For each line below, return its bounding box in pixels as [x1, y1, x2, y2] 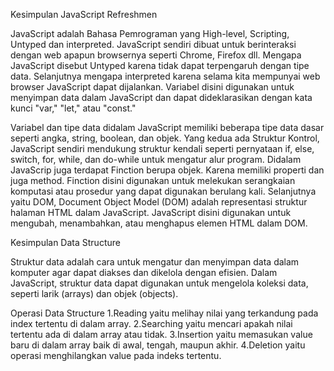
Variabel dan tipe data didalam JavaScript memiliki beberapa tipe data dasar [10, 122, 325, 133]
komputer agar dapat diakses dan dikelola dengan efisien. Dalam [10, 267, 278, 278]
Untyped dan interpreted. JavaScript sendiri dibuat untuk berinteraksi [10, 39, 297, 50]
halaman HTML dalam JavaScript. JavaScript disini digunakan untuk [10, 207, 292, 218]
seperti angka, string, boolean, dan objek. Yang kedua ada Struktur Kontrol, [10, 132, 320, 144]
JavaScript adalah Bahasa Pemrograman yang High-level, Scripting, [10, 28, 290, 39]
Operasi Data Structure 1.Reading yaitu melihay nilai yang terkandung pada [10, 307, 319, 319]
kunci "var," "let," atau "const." [10, 102, 137, 114]
